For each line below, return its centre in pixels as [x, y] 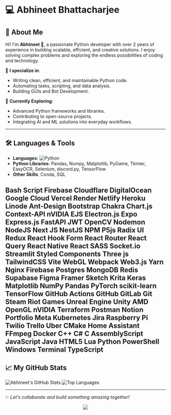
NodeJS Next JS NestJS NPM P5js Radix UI [75, 230]
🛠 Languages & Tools [40, 143]
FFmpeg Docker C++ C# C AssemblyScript [74, 334]
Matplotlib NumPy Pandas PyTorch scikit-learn [81, 286]
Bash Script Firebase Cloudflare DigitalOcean [78, 190]
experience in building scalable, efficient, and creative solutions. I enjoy [80, 50]
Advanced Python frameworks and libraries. [59, 111]
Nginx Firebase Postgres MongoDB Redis [72, 270]
